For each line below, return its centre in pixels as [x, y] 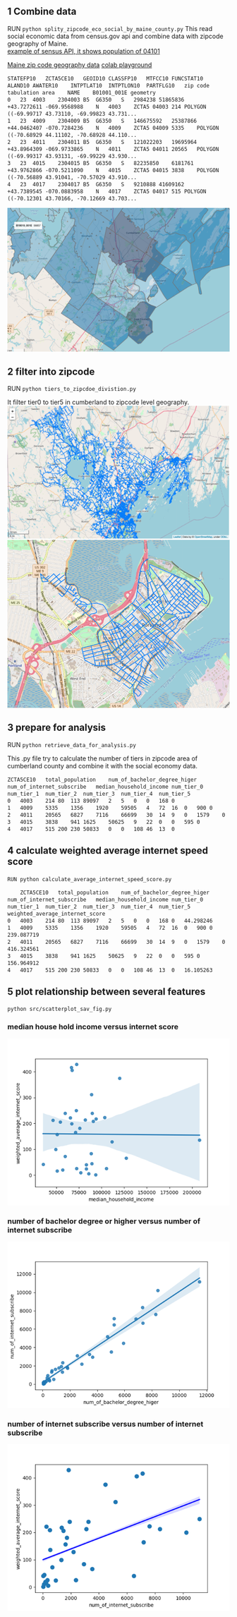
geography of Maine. [38, 43]
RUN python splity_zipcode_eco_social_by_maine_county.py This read [110, 28]
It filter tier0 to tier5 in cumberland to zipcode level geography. [98, 402]
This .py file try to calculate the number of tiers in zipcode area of [103, 758]
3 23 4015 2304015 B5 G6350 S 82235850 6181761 [101, 163]
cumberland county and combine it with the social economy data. [102, 765]
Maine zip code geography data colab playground [80, 65]
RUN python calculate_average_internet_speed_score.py [90, 879]
